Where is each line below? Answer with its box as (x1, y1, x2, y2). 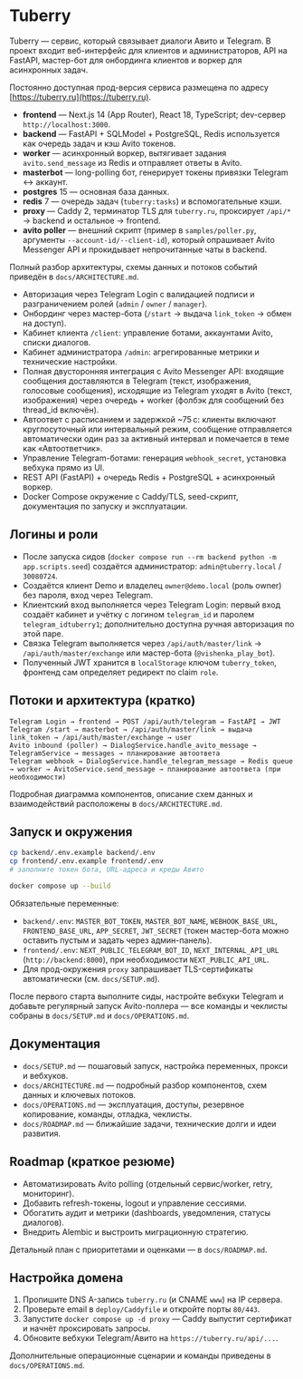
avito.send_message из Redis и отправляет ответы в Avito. (22, 157, 242, 168)
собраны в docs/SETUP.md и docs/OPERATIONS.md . (9, 1010, 190, 1021)
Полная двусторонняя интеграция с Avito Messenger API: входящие (22, 365, 285, 376)
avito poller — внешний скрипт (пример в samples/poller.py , (22, 224, 257, 236)
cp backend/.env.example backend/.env (9, 849, 156, 858)
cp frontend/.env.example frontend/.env (9, 857, 165, 866)
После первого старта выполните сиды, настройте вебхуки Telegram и (9, 990, 284, 1002)
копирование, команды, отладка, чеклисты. (22, 1108, 193, 1120)
